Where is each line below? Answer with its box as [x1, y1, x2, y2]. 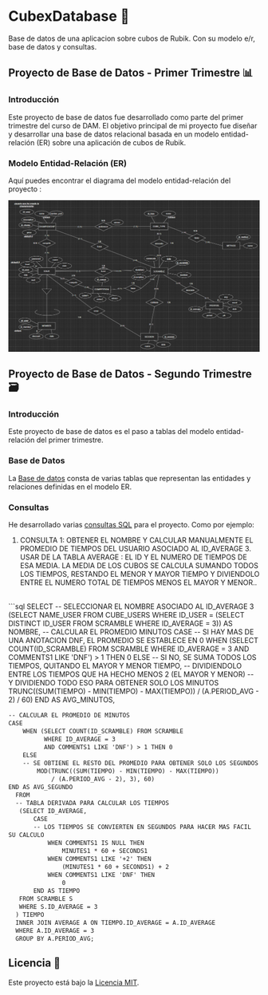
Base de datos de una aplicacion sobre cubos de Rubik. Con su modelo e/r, [8, 34, 255, 43]
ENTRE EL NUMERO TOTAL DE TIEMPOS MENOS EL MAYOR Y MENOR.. [19, 578, 258, 587]
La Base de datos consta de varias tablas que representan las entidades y [8, 473, 251, 483]
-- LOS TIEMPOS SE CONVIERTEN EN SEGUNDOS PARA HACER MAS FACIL [33, 823, 251, 831]
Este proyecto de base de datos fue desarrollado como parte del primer [8, 112, 244, 122]
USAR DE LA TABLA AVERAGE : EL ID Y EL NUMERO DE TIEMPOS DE [19, 552, 247, 562]
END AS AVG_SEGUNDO [8, 783, 73, 791]
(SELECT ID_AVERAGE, [18, 807, 88, 815]
